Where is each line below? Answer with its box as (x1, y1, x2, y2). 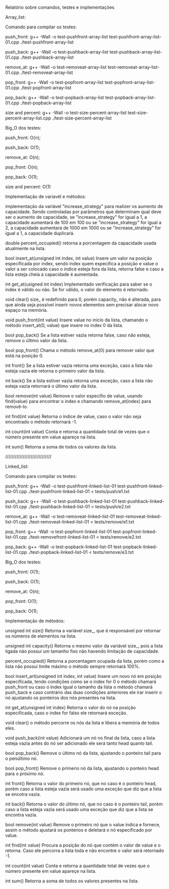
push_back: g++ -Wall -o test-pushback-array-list (5, 49, 108, 55)
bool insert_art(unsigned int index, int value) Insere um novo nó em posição (5, 673, 162, 679)
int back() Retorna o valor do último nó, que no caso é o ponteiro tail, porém (5, 801, 163, 807)
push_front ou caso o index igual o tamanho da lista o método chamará (5, 684, 153, 690)
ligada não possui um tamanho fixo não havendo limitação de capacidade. (5, 648, 160, 654)
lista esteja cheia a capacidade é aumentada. (5, 271, 99, 277)
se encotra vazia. (5, 791, 41, 797)
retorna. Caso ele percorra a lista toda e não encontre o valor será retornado (5, 847, 164, 854)
